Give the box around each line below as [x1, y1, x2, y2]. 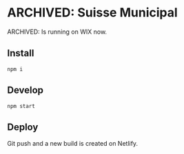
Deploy [7, 121, 39, 133]
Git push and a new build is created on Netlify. [7, 140, 139, 148]
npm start [7, 102, 36, 109]
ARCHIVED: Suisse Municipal [7, 5, 178, 21]
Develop [7, 85, 43, 96]
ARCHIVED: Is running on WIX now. [7, 27, 108, 36]
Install [7, 47, 34, 59]
